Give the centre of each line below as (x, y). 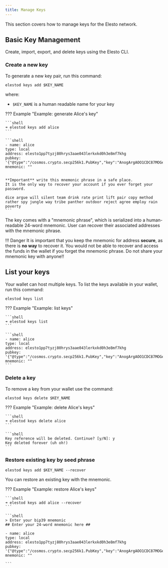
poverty (13, 206)
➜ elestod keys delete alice (35, 421)
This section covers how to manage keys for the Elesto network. (71, 24)
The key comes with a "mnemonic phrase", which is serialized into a (75, 220)
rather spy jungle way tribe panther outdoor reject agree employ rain (81, 202)
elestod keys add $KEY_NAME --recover (45, 470)
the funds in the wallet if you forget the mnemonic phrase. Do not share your (84, 251)
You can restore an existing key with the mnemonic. (58, 480)
